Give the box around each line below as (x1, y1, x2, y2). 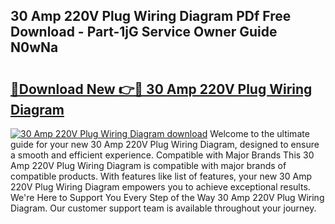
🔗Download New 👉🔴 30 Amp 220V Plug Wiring (10, 80, 313, 98)
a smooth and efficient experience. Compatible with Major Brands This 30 (10, 149, 315, 161)
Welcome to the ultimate (209, 128, 310, 139)
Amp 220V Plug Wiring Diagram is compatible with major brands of (10, 160, 287, 171)
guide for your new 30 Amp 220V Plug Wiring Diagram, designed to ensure (10, 139, 320, 150)
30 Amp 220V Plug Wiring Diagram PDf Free (10, 8, 292, 25)
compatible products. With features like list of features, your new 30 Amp (10, 170, 312, 182)
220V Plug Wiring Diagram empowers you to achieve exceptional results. (10, 181, 311, 193)
